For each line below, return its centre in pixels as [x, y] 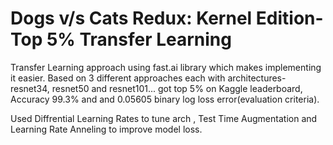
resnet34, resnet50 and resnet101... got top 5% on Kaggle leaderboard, [156, 88]
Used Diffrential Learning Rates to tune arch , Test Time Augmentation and [164, 118]
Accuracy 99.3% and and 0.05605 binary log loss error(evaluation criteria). [165, 99]
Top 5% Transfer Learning [121, 39]
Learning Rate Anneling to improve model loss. [106, 129]
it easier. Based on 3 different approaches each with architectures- [148, 78]
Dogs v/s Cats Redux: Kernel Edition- [167, 18]
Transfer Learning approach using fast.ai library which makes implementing [166, 67]
